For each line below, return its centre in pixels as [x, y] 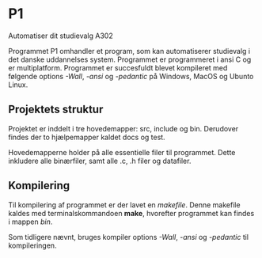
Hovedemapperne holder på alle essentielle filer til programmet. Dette [122, 152]
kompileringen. [32, 245]
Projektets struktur [56, 110]
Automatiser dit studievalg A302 [61, 36]
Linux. [18, 85]
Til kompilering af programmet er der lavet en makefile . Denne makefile [124, 205]
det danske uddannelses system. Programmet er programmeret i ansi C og [130, 59]
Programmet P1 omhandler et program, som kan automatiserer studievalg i [129, 51]
